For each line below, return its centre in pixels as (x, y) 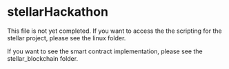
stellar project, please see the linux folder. (67, 38)
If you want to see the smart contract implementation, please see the (105, 51)
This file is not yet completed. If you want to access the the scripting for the (114, 31)
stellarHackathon (58, 12)
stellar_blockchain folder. (42, 58)
